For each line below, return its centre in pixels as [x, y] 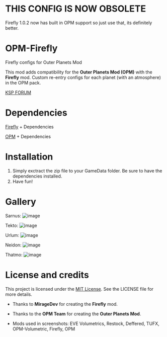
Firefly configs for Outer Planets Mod [44, 62]
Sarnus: [13, 216]
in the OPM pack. [23, 82]
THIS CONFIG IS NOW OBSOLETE [76, 9]
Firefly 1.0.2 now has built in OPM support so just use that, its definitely [79, 23]
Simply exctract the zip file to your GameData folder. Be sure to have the [87, 171]
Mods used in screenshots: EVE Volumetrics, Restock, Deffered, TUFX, [86, 323]
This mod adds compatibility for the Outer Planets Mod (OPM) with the [79, 72]
